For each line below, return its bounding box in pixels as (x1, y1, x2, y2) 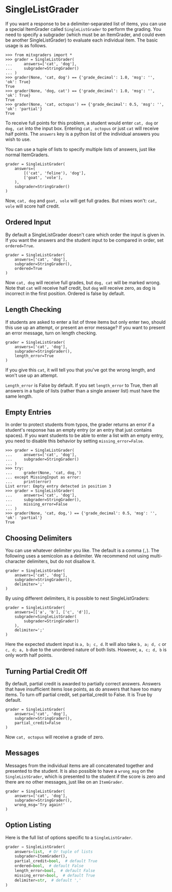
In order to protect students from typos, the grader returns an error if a (5, 421, 155, 428)
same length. (5, 393, 33, 399)
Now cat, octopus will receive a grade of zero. (5, 734, 104, 740)
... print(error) (5, 479, 52, 485)
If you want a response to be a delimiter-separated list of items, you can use (5, 21, 166, 27)
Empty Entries (5, 407, 52, 417)
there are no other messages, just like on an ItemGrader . (5, 778, 124, 785)
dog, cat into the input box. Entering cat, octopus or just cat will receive (5, 125, 159, 132)
